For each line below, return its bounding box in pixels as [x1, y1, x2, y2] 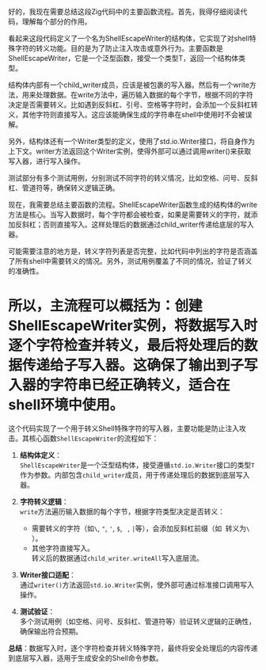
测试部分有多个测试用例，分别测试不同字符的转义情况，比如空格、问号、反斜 [8, 173, 258, 182]
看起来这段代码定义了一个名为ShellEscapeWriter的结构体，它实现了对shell [8, 34, 249, 43]
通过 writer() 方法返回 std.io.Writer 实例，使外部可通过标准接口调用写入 [19, 580, 255, 589]
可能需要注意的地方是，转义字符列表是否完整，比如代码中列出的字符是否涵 [8, 246, 251, 256]
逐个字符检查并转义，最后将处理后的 [8, 337, 245, 355]
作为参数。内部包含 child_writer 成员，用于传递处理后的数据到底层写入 [19, 470, 250, 479]
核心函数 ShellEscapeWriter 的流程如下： [28, 433, 159, 443]
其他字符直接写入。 [31, 543, 95, 553]
